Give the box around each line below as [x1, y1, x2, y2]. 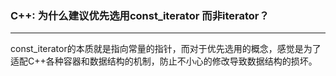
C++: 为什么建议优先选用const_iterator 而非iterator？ [10, 8, 270, 22]
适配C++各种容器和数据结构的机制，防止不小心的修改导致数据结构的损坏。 [10, 55, 318, 67]
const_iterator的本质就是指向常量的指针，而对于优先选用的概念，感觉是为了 [10, 43, 322, 55]
